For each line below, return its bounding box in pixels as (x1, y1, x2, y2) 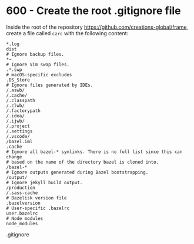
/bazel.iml (6, 138, 33, 144)
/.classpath (6, 97, 35, 103)
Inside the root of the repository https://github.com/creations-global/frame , (6, 23, 189, 30)
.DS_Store (6, 77, 31, 83)
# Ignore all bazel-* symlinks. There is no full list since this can (6, 148, 183, 155)
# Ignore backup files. (6, 51, 65, 57)
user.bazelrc (6, 210, 38, 216)
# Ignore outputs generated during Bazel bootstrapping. (6, 169, 149, 175)
